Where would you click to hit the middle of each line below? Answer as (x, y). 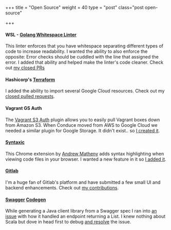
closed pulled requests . (30, 97)
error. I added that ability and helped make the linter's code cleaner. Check (84, 62)
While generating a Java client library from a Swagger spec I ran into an (81, 211)
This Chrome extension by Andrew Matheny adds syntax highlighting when (85, 154)
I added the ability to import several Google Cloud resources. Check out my (85, 91)
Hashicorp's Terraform (30, 80)
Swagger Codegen (26, 199)
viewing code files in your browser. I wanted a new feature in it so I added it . (86, 159)
